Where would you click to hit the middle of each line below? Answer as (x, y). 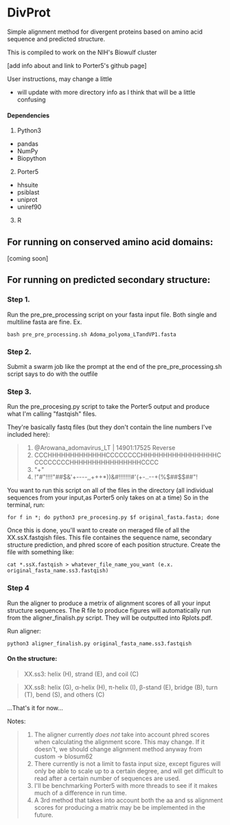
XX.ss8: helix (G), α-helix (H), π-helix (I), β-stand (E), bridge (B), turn (121, 687)
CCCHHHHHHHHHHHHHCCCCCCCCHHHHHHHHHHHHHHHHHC (128, 455)
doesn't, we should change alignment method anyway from (118, 749)
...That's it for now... (35, 708)
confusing (31, 99)
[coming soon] (28, 258)
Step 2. (20, 352)
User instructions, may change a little (60, 79)
